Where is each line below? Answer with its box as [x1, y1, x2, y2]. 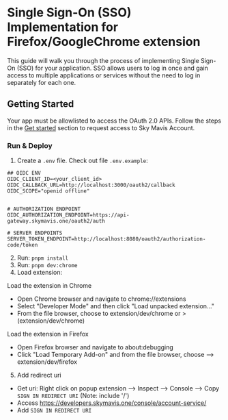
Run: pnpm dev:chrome [16, 261, 78, 269]
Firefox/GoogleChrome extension [7, 34, 201, 49]
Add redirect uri [16, 371, 61, 380]
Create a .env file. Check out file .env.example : [16, 156, 148, 165]
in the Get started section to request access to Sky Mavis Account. [7, 123, 195, 132]
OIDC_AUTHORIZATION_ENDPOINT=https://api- [7, 212, 130, 219]
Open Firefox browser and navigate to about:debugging [16, 343, 174, 351]
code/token [7, 242, 38, 249]
